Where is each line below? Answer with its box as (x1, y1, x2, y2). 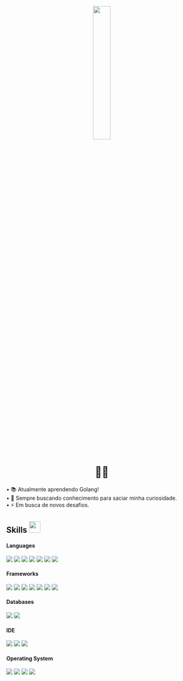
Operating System (6, 654, 53, 662)
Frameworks (6, 570, 39, 578)
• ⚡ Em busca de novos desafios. (6, 501, 90, 508)
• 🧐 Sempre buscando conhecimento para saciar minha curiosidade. (6, 494, 178, 502)
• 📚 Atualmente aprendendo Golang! (6, 485, 99, 493)
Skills (6, 525, 27, 535)
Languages (6, 542, 35, 549)
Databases (6, 598, 35, 606)
